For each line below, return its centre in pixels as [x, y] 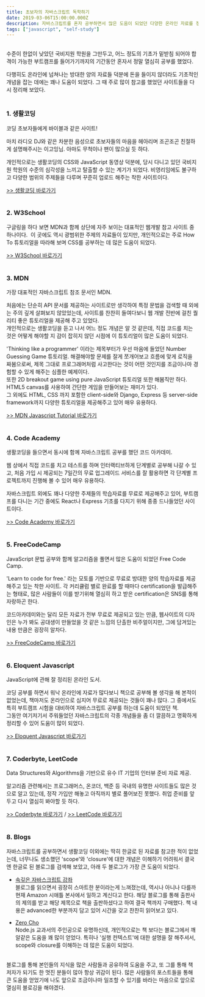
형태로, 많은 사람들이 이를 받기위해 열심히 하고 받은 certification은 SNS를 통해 [105, 593]
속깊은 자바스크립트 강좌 [44, 879]
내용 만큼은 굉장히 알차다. [37, 630]
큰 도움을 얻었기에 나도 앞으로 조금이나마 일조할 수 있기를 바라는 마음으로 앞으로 [101, 980]
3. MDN [18, 278]
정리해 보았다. [29, 90]
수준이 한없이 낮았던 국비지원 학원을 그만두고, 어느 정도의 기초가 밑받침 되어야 [98, 54]
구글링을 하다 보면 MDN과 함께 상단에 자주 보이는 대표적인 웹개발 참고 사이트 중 [100, 227]
